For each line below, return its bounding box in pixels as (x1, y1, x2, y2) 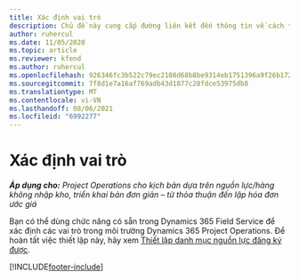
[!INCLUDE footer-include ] (9, 261, 104, 272)
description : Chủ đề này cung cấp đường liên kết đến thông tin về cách (9, 21, 285, 30)
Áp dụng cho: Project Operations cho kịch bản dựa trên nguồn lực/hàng (9, 180, 275, 191)
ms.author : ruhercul (9, 63, 86, 72)
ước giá (9, 199, 37, 210)
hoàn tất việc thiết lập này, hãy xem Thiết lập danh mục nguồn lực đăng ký (9, 235, 282, 245)
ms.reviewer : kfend (9, 54, 82, 63)
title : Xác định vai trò (9, 12, 101, 22)
